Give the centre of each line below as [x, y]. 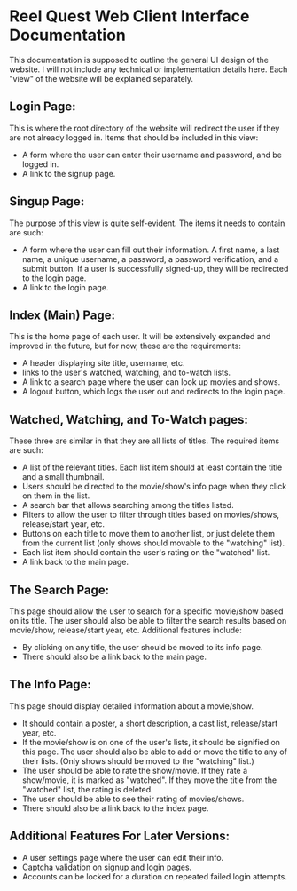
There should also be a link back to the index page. [115, 808]
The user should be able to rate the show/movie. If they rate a [135, 770]
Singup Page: [47, 202]
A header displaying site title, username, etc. [103, 363]
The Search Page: [59, 589]
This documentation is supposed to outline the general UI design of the [139, 60]
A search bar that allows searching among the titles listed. [128, 505]
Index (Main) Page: [63, 315]
